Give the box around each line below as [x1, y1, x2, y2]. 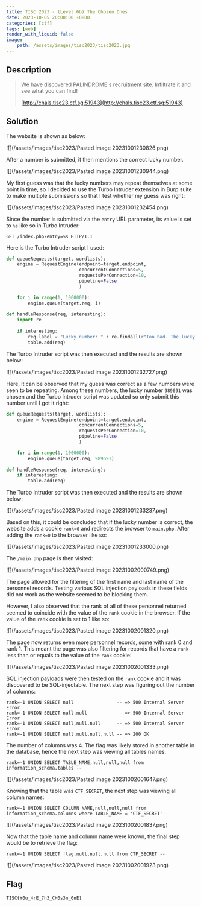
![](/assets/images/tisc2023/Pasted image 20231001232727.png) [6, 368, 167, 376]
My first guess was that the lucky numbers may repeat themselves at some [6, 179, 193, 186]
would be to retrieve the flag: [6, 839, 78, 847]
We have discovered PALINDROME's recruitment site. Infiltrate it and [20, 81, 191, 88]
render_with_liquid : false [6, 31, 74, 37]
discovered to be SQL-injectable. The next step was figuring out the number [6, 681, 195, 689]
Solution [6, 116, 39, 127]
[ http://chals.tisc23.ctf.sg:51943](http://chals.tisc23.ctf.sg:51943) [20, 99, 184, 106]
